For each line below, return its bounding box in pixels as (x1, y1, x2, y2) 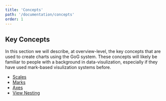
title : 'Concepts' (5, 7, 43, 12)
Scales (12, 74, 26, 80)
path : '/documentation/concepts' (5, 12, 75, 17)
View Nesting (12, 90, 40, 96)
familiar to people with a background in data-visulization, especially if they (5, 59, 158, 65)
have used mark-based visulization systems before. (5, 64, 111, 70)
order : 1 (5, 16, 23, 21)
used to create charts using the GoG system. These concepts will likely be (5, 53, 158, 60)
